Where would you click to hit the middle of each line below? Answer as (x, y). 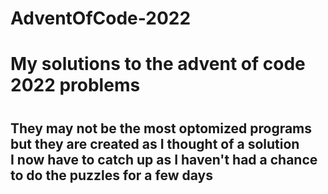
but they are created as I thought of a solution (155, 143)
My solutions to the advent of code (158, 64)
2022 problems (75, 85)
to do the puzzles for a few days (111, 175)
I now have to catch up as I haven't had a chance (164, 159)
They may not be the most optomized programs (161, 128)
